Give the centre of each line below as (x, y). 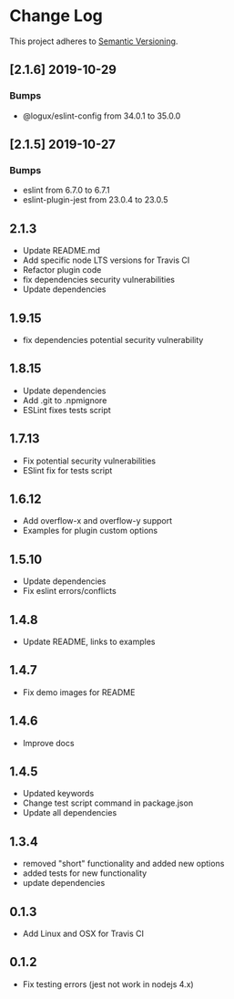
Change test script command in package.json (108, 803)
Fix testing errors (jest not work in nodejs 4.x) (108, 984)
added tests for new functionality (85, 873)
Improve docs (48, 743)
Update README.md (61, 251)
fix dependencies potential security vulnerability (113, 339)
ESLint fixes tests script (66, 410)
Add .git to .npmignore (65, 400)
